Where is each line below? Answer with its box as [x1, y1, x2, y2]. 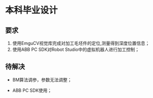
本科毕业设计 [5, 4, 58, 16]
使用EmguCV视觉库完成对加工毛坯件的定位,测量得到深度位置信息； [12, 40, 150, 46]
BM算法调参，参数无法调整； [12, 76, 72, 82]
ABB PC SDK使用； [12, 87, 52, 93]
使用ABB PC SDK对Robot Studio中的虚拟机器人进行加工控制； [12, 46, 140, 52]
